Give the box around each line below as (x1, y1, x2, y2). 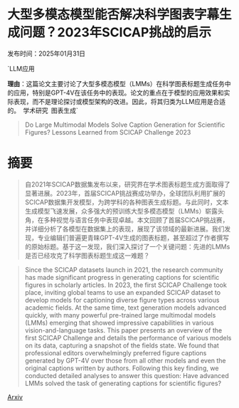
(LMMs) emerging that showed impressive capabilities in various (24, 318, 215, 327)
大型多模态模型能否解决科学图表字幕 (7, 6, 220, 23)
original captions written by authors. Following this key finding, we (24, 364, 219, 372)
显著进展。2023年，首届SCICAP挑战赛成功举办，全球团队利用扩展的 (24, 189, 225, 197)
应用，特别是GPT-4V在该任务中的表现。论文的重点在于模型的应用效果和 (13, 88, 224, 97)
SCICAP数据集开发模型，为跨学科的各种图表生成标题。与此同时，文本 (24, 197, 229, 206)
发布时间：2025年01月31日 (7, 49, 86, 58)
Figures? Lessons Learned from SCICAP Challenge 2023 (24, 127, 191, 136)
